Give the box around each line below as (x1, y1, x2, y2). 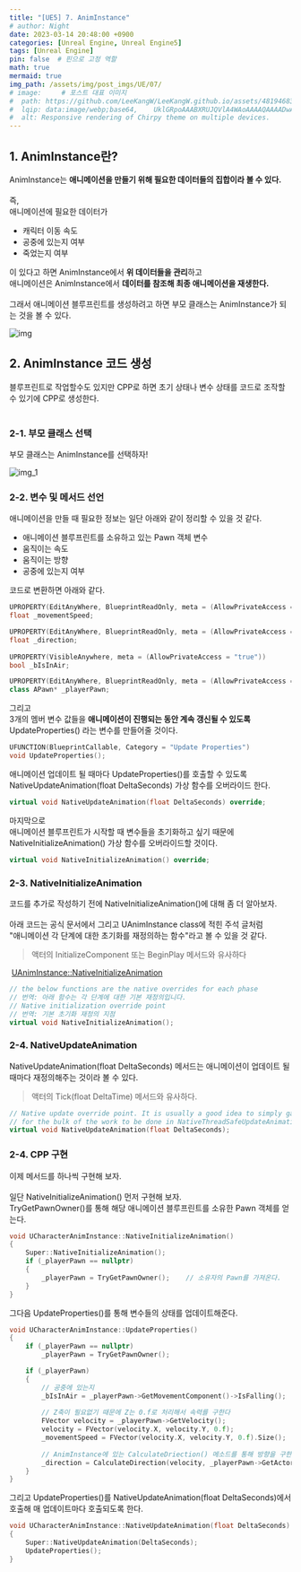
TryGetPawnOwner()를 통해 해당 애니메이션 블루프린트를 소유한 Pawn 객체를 (9, 1202, 280, 1213)
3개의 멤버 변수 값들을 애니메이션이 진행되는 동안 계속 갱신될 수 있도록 (9, 714, 251, 725)
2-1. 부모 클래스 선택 (9, 427, 92, 440)
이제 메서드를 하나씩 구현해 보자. (9, 1170, 123, 1181)
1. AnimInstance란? (9, 149, 118, 164)
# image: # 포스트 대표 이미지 (9, 88, 127, 97)
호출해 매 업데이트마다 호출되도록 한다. (9, 1504, 143, 1515)
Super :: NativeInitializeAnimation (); (25, 1248, 167, 1257)
